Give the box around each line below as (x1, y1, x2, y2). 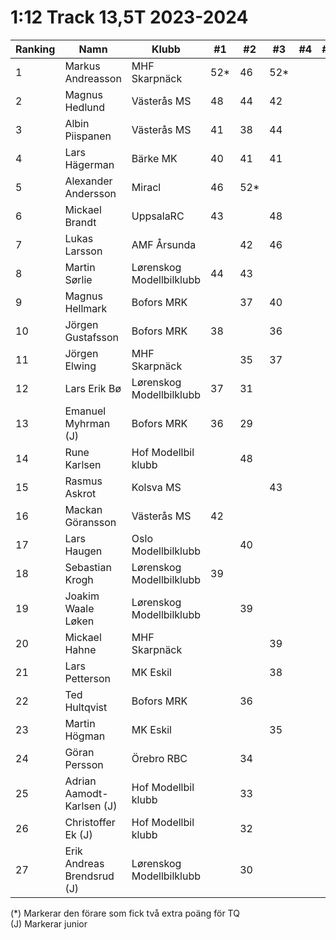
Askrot (64, 486, 97, 500)
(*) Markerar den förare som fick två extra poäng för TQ (10, 907, 240, 919)
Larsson (64, 244, 103, 258)
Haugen (64, 544, 103, 558)
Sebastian (64, 560, 112, 574)
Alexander (64, 174, 113, 188)
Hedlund (64, 100, 105, 114)
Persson (64, 757, 104, 771)
